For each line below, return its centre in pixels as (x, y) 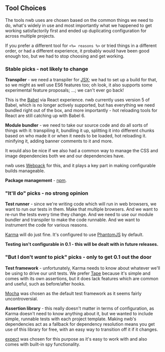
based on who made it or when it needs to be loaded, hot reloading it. (76, 136)
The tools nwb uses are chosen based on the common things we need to (79, 20)
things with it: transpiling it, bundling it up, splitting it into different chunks (80, 130)
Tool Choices (26, 8)
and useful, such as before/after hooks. (45, 284)
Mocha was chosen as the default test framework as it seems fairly (73, 293)
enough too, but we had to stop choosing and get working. (65, 56)
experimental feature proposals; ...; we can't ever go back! (65, 90)
